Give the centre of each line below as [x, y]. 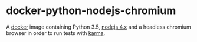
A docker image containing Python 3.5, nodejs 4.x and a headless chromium [99, 27]
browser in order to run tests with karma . [56, 33]
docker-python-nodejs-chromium [91, 11]
